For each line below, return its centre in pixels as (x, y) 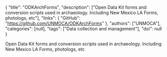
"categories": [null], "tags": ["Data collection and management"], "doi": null (83, 29)
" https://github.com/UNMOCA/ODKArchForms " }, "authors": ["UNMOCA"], (83, 23)
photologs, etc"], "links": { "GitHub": (43, 18)
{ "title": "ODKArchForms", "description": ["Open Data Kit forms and (76, 7)
